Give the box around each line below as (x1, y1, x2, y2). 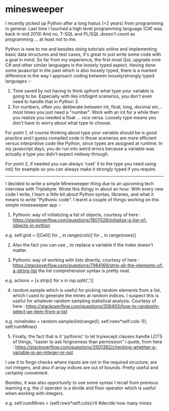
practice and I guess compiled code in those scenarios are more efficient (5, 135, 157, 141)
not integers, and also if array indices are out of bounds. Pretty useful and (5, 364, 158, 370)
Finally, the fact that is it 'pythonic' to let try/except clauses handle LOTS (12, 333, 162, 339)
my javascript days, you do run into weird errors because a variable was (5, 145, 154, 151)
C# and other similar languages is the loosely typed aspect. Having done (5, 62, 156, 68)
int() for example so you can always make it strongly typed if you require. (5, 166, 157, 172)
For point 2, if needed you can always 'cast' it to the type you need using (5, 160, 156, 167)
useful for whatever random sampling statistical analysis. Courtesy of (12, 298, 156, 304)
